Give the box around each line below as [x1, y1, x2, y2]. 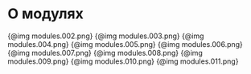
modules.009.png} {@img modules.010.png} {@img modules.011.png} [7, 56, 239, 66]
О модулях [7, 5, 84, 23]
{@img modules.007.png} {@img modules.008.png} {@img [7, 48, 203, 57]
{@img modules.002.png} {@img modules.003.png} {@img [7, 31, 204, 41]
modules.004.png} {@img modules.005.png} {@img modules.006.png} [7, 39, 243, 49]
